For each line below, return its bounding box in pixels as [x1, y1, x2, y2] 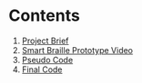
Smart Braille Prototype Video [21, 44, 134, 55]
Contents [8, 5, 81, 26]
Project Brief [21, 35, 69, 46]
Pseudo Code [21, 54, 74, 65]
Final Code [21, 64, 63, 75]
